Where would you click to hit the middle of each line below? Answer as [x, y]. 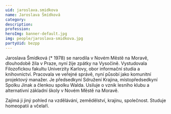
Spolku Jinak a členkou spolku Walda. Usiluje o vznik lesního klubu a [77, 85]
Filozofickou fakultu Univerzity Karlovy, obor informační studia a [73, 69]
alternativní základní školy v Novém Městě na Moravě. [62, 90]
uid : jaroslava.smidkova [32, 10]
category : [16, 19]
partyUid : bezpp [22, 43]
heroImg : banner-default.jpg [36, 34]
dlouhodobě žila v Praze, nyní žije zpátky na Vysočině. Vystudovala [76, 63]
